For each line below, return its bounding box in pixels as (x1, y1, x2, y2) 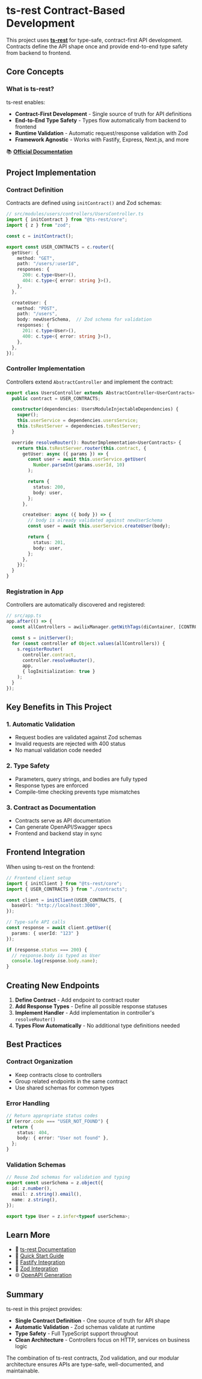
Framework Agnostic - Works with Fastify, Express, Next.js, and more (14, 136, 189, 143)
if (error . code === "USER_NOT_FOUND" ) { (6, 1118, 109, 1125)
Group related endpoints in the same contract (14, 1078, 128, 1085)
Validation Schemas (6, 1160, 66, 1169)
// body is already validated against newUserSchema (28, 517, 163, 523)
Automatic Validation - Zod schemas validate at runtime (14, 1324, 155, 1331)
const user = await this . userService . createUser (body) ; (28, 523, 171, 529)
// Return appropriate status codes (6, 1112, 98, 1119)
